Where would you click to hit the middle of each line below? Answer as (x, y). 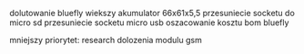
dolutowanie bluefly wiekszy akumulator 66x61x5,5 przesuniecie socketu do (152, 13)
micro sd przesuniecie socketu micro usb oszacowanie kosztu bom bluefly (149, 22)
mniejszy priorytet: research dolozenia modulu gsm (106, 40)
